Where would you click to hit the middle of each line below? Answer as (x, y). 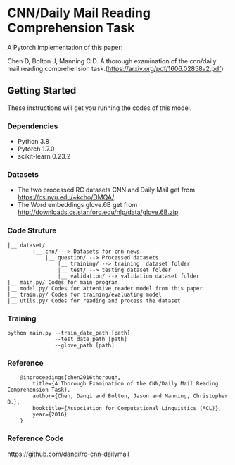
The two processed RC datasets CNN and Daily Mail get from (106, 190)
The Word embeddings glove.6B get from (77, 205)
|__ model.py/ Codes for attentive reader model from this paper (105, 288)
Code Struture (32, 230)
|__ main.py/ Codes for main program (63, 282)
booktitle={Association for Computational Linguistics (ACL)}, (127, 409)
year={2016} (50, 415)
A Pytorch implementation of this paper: (65, 47)
